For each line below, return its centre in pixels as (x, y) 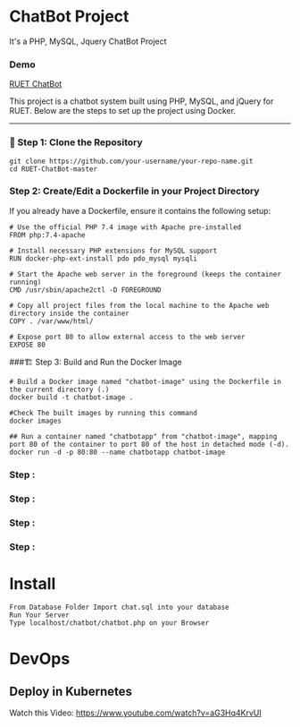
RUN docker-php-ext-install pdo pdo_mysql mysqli (104, 258)
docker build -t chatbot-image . (71, 397)
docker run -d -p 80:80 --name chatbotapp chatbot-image (117, 452)
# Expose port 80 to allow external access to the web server (127, 337)
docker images (36, 421)
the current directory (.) (59, 389)
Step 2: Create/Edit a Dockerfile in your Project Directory (135, 192)
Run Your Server (39, 615)
